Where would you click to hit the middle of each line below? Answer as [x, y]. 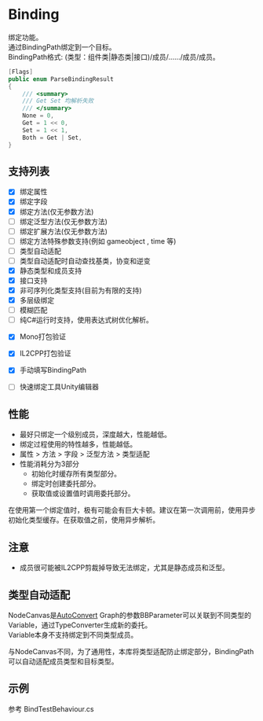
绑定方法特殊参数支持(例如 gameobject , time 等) [98, 241]
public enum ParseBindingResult [61, 79]
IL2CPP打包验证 [46, 353]
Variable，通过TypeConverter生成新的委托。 [80, 625]
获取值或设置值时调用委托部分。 [83, 494]
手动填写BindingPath [53, 370]
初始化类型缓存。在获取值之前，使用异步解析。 [84, 520]
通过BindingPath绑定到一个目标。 [62, 47]
